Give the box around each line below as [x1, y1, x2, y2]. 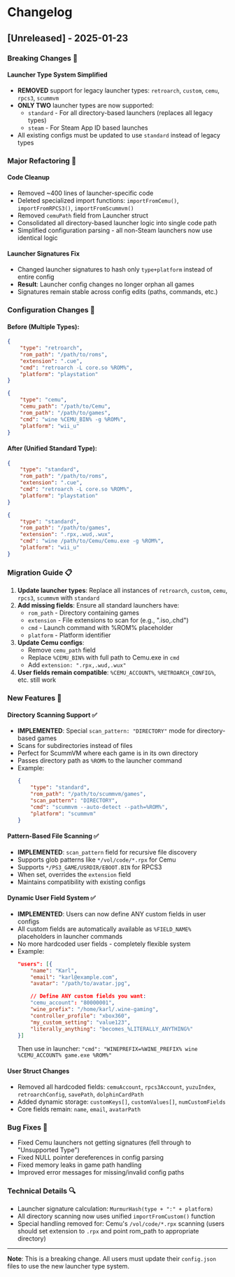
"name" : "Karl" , [30, 967, 78, 974]
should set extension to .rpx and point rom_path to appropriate [17, 1227, 199, 1236]
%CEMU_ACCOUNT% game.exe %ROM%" [17, 1052, 112, 1059]
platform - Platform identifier [27, 631, 111, 639]
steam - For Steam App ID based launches [27, 123, 148, 132]
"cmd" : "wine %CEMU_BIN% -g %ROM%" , [20, 415, 127, 423]
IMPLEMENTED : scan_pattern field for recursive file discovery [17, 848, 197, 856]
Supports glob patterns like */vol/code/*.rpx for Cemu [17, 855, 176, 864]
